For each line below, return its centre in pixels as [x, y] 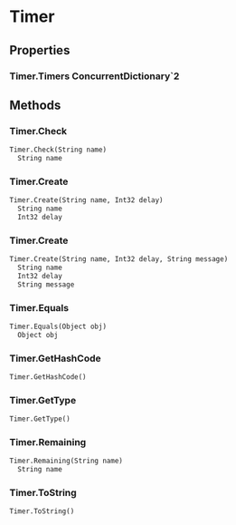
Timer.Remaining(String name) [66, 461]
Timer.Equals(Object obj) [58, 326]
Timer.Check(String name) [58, 150]
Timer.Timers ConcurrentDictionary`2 [94, 76]
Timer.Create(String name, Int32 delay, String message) [119, 259]
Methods [35, 105]
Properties [40, 50]
